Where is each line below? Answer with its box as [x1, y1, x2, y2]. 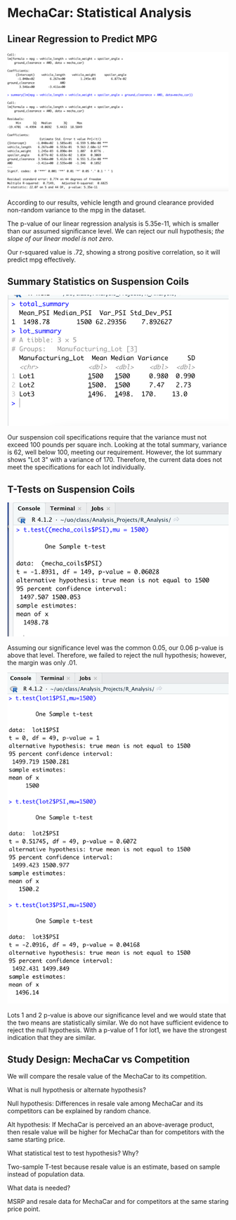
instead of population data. [7, 1170, 86, 1179]
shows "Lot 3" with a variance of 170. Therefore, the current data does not [7, 456, 223, 464]
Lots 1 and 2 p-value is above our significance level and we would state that [7, 1010, 226, 1019]
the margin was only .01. [7, 659, 78, 667]
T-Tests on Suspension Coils [7, 483, 136, 495]
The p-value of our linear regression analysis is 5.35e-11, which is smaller [7, 219, 219, 228]
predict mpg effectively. [7, 255, 76, 264]
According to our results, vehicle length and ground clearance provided [7, 198, 214, 207]
